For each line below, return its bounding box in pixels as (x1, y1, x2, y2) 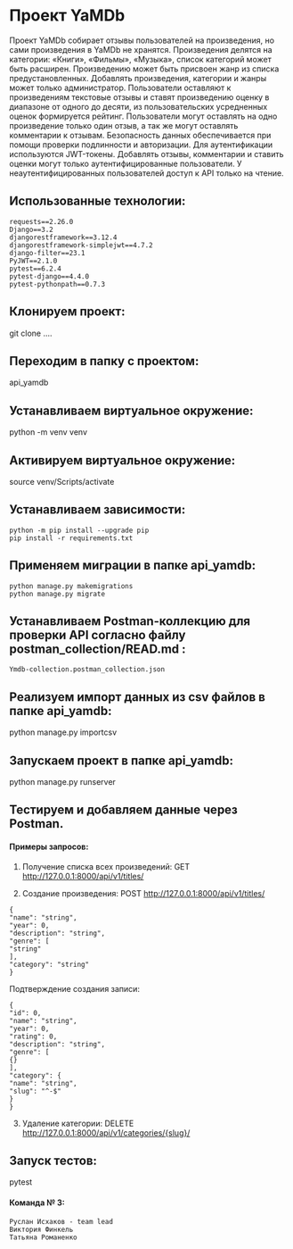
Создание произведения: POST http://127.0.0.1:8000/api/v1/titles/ (21, 887, 265, 898)
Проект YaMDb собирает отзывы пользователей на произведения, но (9, 35, 274, 46)
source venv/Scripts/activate (9, 477, 115, 487)
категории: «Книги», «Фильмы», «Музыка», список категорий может (9, 54, 272, 64)
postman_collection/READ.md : (9, 642, 186, 657)
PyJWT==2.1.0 (9, 256, 58, 265)
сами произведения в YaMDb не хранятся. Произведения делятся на (9, 44, 273, 54)
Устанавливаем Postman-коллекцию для (9, 613, 251, 629)
